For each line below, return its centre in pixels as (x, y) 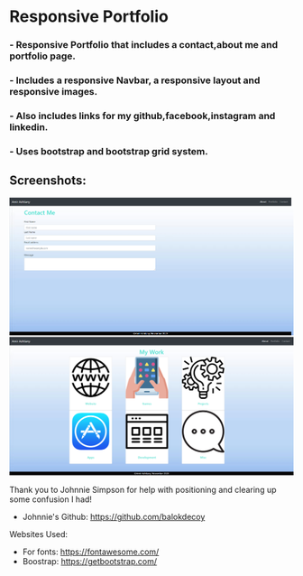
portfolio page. (43, 56)
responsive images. (53, 92)
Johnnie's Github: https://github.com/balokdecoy (114, 517)
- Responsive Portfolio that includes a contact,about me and (143, 45)
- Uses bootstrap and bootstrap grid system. (109, 151)
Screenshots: (48, 181)
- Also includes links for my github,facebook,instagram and (142, 116)
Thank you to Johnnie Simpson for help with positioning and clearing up (143, 490)
